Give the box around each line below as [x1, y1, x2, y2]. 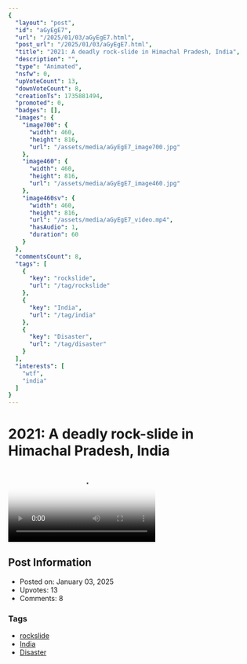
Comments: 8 [19, 593, 64, 603]
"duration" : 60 [28, 231, 79, 239]
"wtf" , [22, 369, 44, 377]
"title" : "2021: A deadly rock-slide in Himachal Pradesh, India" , [15, 48, 241, 56]
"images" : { [15, 114, 55, 122]
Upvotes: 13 [19, 585, 58, 594]
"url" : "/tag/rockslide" [28, 282, 111, 290]
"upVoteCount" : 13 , [15, 77, 79, 85]
